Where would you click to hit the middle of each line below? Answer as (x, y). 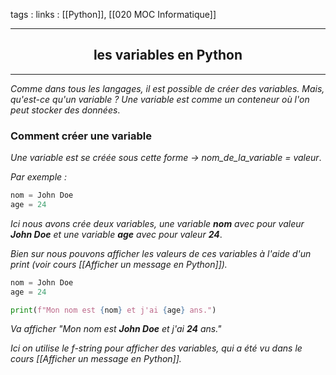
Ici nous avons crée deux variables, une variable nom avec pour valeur (157, 223)
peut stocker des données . (65, 110)
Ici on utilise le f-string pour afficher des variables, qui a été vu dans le (156, 348)
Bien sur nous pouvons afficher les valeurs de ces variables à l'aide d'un (161, 253)
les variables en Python (168, 55)
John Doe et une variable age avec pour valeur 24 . (116, 234)
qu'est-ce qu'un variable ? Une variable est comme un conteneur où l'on (160, 99)
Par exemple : (39, 177)
